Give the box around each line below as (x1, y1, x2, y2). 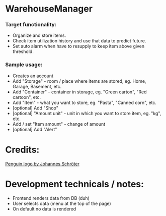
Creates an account (12, 73, 54, 79)
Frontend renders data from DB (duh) (12, 195, 90, 201)
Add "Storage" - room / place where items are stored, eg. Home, (12, 78, 146, 84)
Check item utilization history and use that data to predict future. (12, 38, 146, 44)
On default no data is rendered (12, 205, 76, 212)
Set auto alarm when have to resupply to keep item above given (12, 43, 145, 49)
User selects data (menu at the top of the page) (12, 200, 112, 206)
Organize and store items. (12, 32, 66, 38)
